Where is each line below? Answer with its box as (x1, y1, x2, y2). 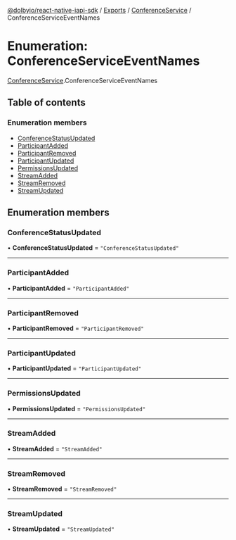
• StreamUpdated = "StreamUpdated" (7, 525, 114, 534)
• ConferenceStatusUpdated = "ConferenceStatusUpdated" (7, 244, 179, 252)
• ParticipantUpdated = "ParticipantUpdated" (7, 364, 142, 372)
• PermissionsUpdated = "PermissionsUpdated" (7, 404, 146, 413)
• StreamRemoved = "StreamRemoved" (7, 485, 117, 494)
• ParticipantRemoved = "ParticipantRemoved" (7, 324, 144, 332)
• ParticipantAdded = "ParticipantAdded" (7, 284, 130, 292)
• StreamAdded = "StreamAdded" (7, 444, 103, 453)
